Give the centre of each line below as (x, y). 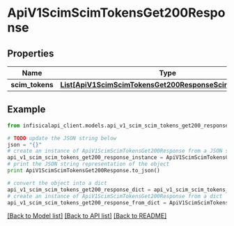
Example (26, 110)
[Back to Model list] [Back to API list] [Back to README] (87, 216)
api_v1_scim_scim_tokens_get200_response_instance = (85, 158)
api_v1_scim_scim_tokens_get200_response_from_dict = (87, 203)
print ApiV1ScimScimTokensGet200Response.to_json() (84, 171)
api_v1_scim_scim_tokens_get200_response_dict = (79, 190)
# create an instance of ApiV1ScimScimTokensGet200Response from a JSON (115, 151)
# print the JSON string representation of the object (88, 164)
